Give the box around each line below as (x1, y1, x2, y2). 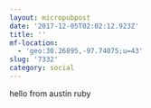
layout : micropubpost (9, 13, 91, 22)
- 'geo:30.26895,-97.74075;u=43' (17, 47, 144, 56)
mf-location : (9, 38, 59, 48)
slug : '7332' (9, 55, 59, 64)
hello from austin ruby (9, 87, 91, 99)
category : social (9, 64, 75, 73)
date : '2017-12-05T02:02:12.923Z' (9, 22, 140, 31)
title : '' (9, 30, 47, 39)
